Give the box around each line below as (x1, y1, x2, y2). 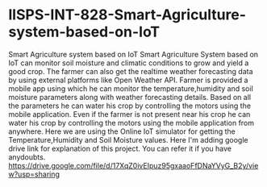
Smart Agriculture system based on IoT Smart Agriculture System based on (8, 49, 259, 59)
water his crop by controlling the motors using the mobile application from (8, 118, 255, 127)
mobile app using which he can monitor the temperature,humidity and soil (8, 83, 254, 93)
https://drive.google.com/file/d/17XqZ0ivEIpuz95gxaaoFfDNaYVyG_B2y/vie (8, 160, 259, 170)
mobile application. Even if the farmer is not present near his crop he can (8, 109, 251, 118)
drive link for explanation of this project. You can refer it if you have (8, 143, 232, 153)
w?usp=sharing (8, 169, 60, 179)
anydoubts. (8, 152, 46, 162)
